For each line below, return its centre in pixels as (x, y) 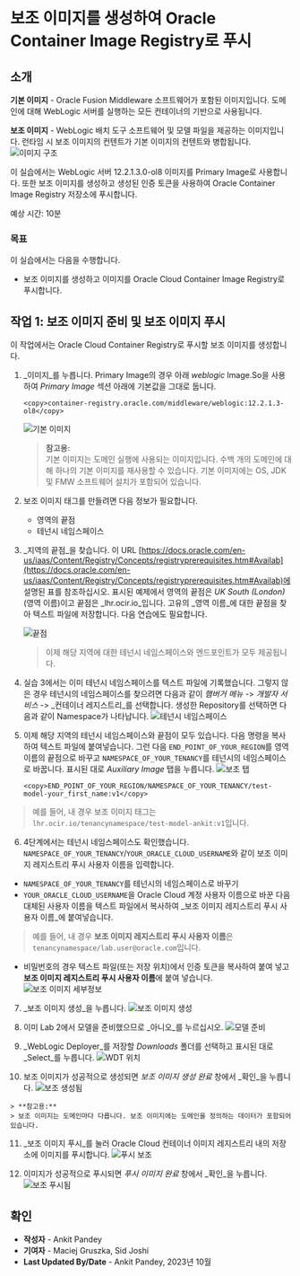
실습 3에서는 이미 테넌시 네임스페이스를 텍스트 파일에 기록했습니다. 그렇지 (151, 682)
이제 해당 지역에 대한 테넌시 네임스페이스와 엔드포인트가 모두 (150, 653)
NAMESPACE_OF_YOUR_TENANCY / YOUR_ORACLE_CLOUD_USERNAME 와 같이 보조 (147, 853)
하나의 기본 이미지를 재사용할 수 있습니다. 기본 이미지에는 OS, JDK (171, 471)
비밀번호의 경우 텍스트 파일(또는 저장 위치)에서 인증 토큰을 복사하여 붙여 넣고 (156, 967)
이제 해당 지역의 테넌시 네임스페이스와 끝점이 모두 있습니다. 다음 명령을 (146, 735)
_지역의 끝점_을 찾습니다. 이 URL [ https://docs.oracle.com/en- (134, 550)
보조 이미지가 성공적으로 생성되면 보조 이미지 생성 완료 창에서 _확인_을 (145, 1077)
